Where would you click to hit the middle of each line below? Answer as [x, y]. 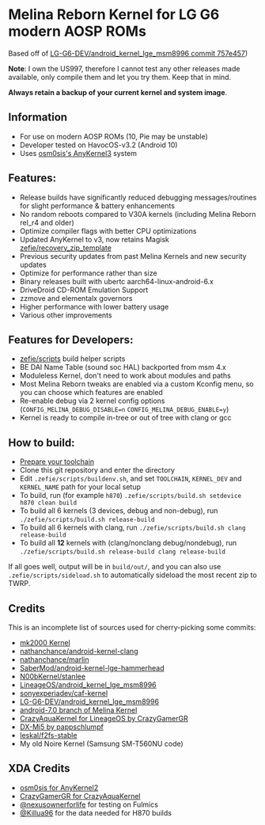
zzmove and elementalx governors [76, 298]
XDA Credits [39, 768]
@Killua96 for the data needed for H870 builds [96, 812]
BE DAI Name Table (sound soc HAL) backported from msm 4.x [123, 367]
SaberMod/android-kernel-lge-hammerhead [92, 668]
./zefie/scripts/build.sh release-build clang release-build [123, 552]
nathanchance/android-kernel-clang [79, 651]
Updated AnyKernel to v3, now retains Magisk [95, 239]
